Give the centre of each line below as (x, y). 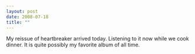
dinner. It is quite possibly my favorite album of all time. (73, 45)
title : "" (18, 22)
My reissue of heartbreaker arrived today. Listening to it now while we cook (98, 39)
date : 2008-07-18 (27, 17)
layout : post (22, 11)
